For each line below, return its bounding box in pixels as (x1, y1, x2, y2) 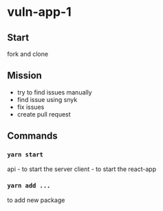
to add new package (7, 196, 65, 204)
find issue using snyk (17, 95, 78, 103)
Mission (7, 70, 43, 81)
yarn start (7, 151, 43, 159)
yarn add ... (7, 182, 51, 190)
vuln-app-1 (7, 4, 72, 20)
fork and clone (7, 50, 49, 58)
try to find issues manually (17, 88, 92, 97)
